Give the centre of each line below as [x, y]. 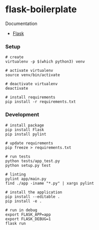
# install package [25, 125]
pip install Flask [25, 130]
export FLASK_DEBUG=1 [28, 219]
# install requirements [30, 97]
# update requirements [29, 143]
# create [14, 57]
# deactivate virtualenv [31, 84]
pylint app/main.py [26, 179]
